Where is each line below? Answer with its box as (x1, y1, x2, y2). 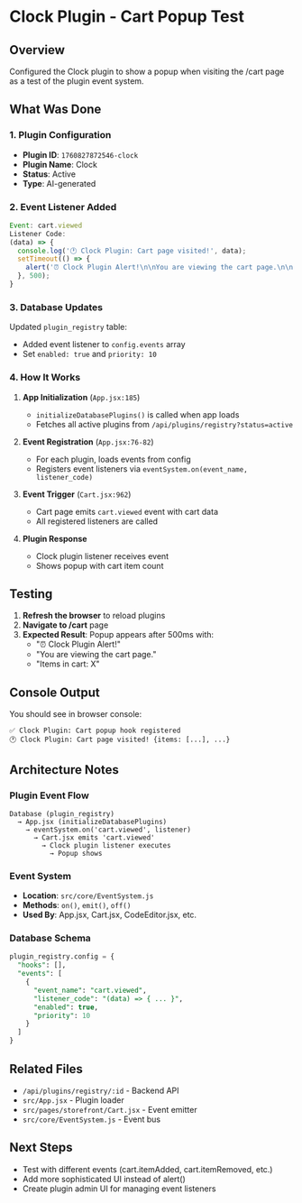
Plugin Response (22, 533, 87, 544)
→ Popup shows (49, 849, 103, 858)
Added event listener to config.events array (22, 339, 187, 350)
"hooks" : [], (17, 960, 67, 970)
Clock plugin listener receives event (35, 550, 169, 561)
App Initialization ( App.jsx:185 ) (22, 391, 141, 402)
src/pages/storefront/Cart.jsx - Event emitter (22, 1104, 197, 1115)
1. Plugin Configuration (9, 129, 112, 142)
